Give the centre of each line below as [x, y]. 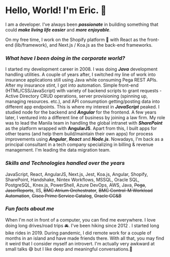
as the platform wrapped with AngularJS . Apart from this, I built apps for [81, 128]
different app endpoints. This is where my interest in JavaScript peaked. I [82, 107]
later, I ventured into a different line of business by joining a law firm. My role [85, 118]
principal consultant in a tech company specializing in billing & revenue [79, 144]
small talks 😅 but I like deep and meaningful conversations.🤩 [69, 249]
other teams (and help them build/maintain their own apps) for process [79, 134]
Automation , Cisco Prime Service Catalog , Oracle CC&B [63, 196]
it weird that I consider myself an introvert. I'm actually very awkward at [80, 243]
